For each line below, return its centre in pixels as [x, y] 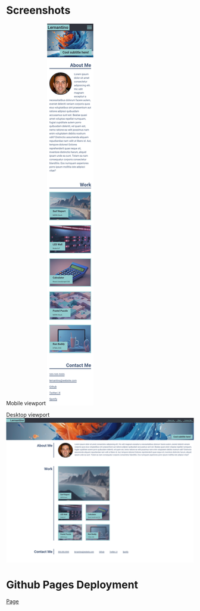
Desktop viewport [28, 414]
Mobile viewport [26, 403]
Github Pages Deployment [72, 584]
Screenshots [38, 10]
